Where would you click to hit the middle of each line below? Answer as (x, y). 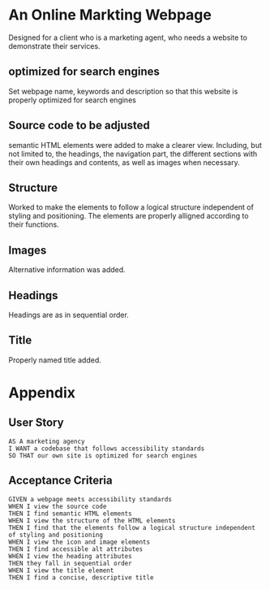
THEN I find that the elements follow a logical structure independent (132, 527)
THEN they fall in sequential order (70, 563)
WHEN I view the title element (61, 570)
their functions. (34, 224)
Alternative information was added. (67, 270)
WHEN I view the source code (58, 506)
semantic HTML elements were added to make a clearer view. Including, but (135, 145)
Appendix (42, 393)
